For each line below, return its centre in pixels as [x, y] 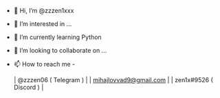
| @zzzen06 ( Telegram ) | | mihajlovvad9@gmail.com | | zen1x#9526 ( [113, 80]
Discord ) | [29, 87]
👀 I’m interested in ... [43, 24]
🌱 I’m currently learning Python [57, 37]
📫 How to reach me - [44, 64]
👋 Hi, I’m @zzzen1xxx [44, 11]
